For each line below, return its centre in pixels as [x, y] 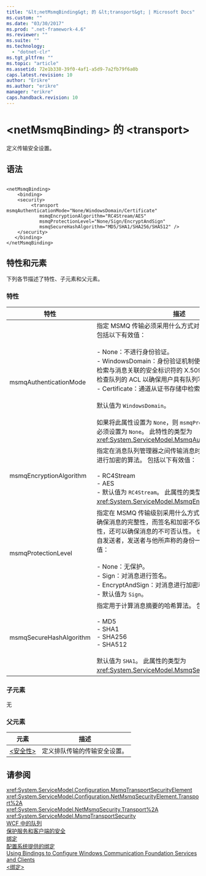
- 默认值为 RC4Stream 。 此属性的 [143, 492]
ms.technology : [26, 47]
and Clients [21, 860]
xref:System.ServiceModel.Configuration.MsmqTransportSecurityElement [99, 790]
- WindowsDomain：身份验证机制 [145, 361]
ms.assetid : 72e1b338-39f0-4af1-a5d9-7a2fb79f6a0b [72, 69]
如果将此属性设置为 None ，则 [138, 422]
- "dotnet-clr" [31, 52]
